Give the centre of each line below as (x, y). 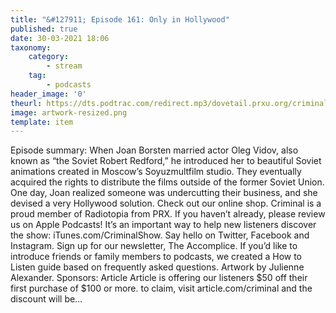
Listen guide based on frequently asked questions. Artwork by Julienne (157, 267)
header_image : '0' (48, 94)
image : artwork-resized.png (69, 112)
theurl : (26, 103)
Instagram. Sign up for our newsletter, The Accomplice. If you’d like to (154, 246)
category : (49, 57)
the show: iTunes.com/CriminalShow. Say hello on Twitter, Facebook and (160, 235)
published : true (44, 29)
